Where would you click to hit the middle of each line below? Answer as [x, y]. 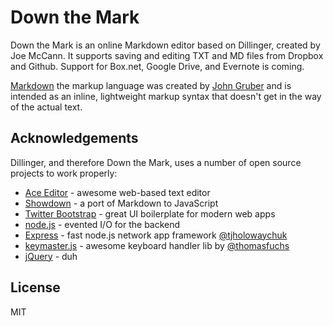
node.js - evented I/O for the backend [102, 224]
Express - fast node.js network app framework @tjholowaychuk [156, 235]
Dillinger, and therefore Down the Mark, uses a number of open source [156, 162]
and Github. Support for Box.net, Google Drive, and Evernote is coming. [157, 66]
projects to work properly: [64, 173]
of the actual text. [46, 107]
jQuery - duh [51, 256]
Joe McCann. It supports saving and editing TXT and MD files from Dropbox [167, 55]
